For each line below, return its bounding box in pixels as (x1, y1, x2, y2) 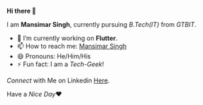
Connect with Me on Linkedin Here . (6, 76, 110, 85)
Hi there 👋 (6, 7, 36, 15)
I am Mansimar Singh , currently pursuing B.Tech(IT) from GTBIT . (6, 20, 197, 28)
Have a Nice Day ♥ (6, 90, 62, 98)
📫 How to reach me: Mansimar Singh (16, 42, 127, 50)
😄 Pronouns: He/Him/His (16, 52, 92, 60)
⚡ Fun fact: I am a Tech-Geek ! (16, 60, 104, 68)
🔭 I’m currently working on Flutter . (16, 34, 118, 42)
